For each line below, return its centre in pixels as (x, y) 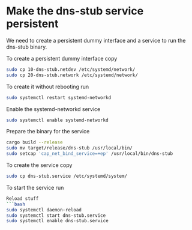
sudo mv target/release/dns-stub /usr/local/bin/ (70, 148)
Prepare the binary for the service (48, 132)
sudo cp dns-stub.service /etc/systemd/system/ (67, 176)
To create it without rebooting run (47, 86)
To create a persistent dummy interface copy (62, 58)
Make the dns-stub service (75, 11)
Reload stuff (22, 198)
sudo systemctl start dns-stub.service (56, 215)
